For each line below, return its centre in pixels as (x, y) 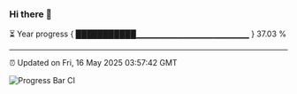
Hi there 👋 (31, 14)
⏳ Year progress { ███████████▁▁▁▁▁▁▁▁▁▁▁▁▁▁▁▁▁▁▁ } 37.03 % (148, 34)
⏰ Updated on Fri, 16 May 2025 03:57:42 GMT (94, 63)
